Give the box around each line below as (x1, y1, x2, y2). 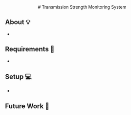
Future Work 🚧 (5, 102, 50, 110)
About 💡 (5, 18, 31, 26)
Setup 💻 (5, 73, 32, 81)
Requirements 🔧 (5, 45, 55, 53)
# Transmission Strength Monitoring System (38, 4, 127, 10)
